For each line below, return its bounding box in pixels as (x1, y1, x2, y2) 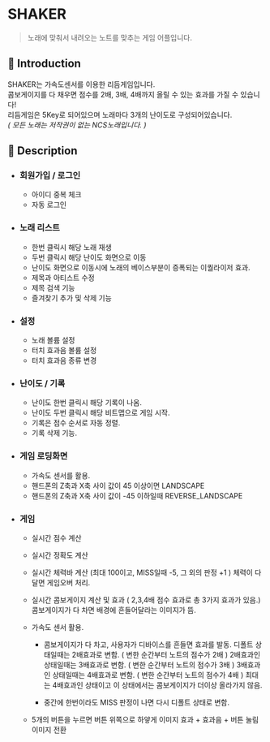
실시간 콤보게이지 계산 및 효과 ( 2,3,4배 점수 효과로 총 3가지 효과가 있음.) (31, 594, 261, 605)
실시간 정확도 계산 (31, 550, 88, 560)
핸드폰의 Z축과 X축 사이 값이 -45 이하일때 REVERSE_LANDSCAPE (31, 490, 243, 500)
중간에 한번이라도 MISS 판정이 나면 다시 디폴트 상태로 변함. (43, 697, 230, 707)
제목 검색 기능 (31, 283, 75, 292)
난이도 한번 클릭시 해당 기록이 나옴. (31, 398, 143, 408)
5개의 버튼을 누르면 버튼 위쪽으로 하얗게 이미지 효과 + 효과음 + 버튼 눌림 (31, 714, 259, 724)
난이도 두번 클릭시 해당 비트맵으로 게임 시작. (31, 408, 170, 418)
